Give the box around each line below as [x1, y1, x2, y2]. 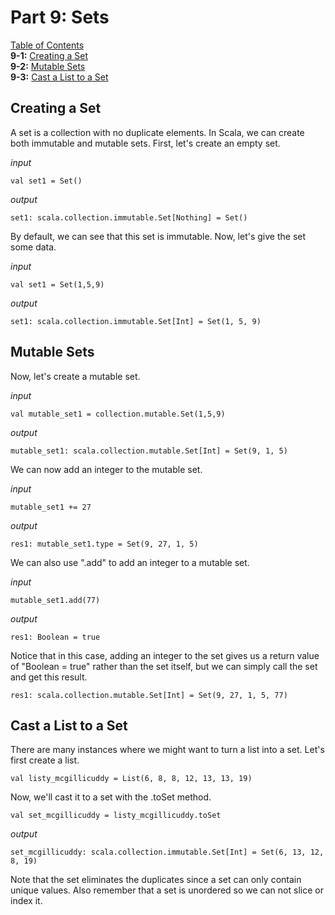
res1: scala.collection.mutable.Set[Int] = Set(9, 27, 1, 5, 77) [10, 690, 288, 700]
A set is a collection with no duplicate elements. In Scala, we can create [10, 126, 305, 138]
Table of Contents [10, 39, 85, 51]
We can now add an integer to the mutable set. [10, 463, 203, 475]
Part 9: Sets [10, 6, 110, 29]
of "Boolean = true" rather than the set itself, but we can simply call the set [10, 660, 318, 672]
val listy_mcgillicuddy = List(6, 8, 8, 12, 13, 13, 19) [10, 774, 253, 784]
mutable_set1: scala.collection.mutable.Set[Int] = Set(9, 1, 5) [10, 446, 288, 456]
